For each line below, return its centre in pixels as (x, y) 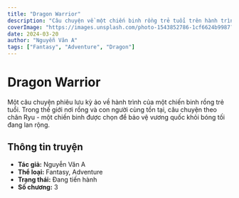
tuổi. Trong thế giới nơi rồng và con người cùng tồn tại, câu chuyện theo (112, 109)
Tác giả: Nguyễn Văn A (52, 164)
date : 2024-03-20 (33, 34)
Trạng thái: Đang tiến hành (57, 179)
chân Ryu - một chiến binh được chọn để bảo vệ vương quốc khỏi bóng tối (116, 117)
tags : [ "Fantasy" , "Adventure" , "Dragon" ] (71, 47)
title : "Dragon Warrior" (44, 14)
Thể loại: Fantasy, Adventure (60, 172)
